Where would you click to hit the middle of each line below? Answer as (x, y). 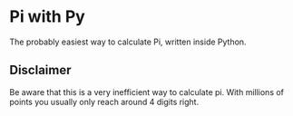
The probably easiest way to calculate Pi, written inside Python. (128, 42)
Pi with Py (48, 17)
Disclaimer (40, 70)
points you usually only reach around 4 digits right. (104, 101)
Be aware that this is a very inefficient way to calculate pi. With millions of (146, 92)
